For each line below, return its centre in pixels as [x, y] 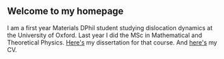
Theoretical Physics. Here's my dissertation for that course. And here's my [112, 42]
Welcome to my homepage [65, 11]
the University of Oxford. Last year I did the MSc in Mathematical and [104, 35]
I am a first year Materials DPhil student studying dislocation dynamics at [110, 27]
